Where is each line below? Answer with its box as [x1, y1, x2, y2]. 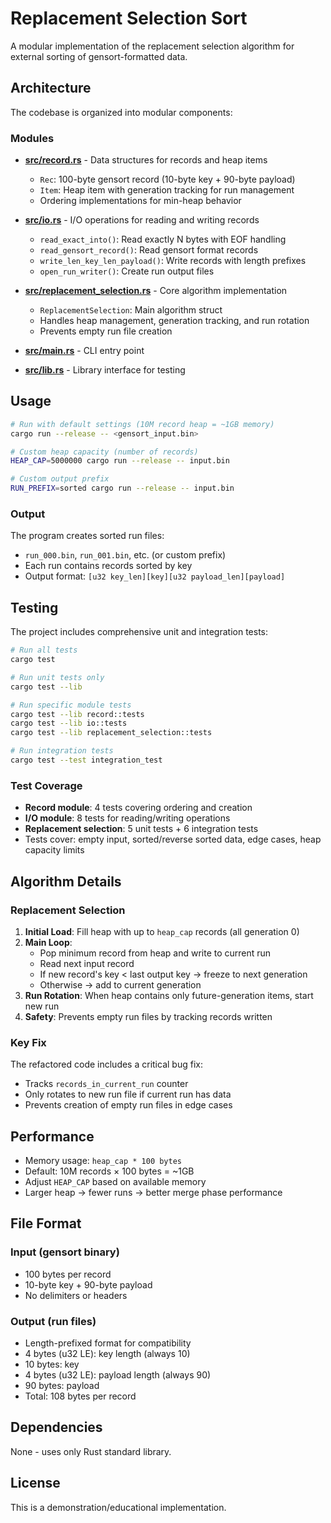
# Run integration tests [10, 746, 114, 756]
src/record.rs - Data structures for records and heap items [24, 154, 268, 166]
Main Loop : [24, 936, 73, 948]
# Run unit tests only [10, 672, 105, 682]
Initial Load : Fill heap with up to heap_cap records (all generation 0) [24, 925, 300, 937]
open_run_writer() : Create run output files [39, 265, 215, 277]
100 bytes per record [24, 1268, 112, 1280]
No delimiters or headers [24, 1289, 128, 1301]
